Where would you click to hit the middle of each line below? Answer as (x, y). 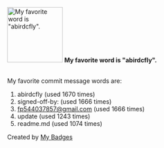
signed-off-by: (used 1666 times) (64, 102)
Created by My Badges (40, 137)
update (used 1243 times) (54, 116)
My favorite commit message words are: (65, 81)
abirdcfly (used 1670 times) (56, 94)
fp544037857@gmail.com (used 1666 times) (81, 109)
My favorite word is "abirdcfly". (110, 60)
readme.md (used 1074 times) (60, 123)
